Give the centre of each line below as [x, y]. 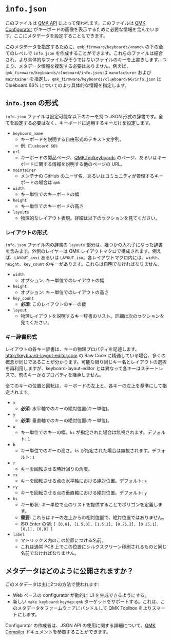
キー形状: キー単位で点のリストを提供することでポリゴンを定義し [89, 505]
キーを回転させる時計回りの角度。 [56, 469]
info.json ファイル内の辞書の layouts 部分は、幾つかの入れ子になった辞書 [84, 245]
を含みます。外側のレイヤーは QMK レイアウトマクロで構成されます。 [79, 251]
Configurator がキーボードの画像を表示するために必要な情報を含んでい [80, 29]
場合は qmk [49, 182]
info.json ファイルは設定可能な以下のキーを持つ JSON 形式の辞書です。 [82, 116]
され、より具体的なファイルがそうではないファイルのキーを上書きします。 [84, 59]
